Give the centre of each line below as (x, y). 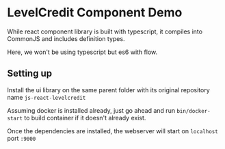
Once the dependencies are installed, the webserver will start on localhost (113, 131)
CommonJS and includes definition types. (66, 38)
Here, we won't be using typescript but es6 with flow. (82, 52)
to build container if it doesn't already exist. (85, 118)
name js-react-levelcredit (47, 97)
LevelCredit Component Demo (95, 13)
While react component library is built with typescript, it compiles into (105, 31)
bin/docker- (194, 111)
